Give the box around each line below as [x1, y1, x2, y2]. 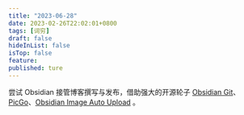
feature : [8, 57, 38, 65]
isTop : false [8, 49, 53, 57]
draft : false [8, 34, 53, 43]
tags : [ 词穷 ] [8, 27, 50, 35]
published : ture [8, 64, 63, 72]
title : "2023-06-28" [8, 11, 78, 20]
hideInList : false [8, 42, 70, 50]
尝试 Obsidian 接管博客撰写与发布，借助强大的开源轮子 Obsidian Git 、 [8, 87, 241, 97]
